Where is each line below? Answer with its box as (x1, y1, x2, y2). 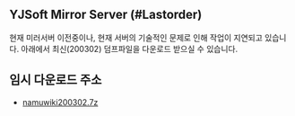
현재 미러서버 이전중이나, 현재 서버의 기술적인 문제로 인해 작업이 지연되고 (9, 31, 263, 43)
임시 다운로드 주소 (9, 72, 102, 88)
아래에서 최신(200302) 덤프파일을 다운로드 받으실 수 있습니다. (21, 43, 239, 54)
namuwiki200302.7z (22, 96, 99, 107)
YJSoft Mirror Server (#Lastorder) (9, 7, 203, 22)
